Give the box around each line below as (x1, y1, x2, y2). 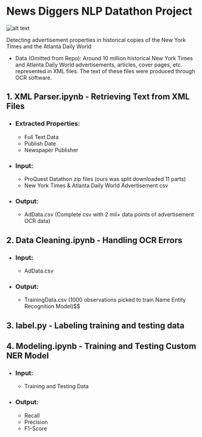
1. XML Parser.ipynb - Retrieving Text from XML (6, 91, 190, 102)
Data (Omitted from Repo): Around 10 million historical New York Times (15, 54, 193, 62)
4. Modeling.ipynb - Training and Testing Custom (6, 341, 197, 351)
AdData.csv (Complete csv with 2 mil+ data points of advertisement (24, 211, 195, 218)
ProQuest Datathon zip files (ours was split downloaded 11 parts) (24, 175, 186, 182)
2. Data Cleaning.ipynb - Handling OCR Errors (6, 235, 183, 245)
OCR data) (24, 218, 50, 225)
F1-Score (24, 425, 47, 432)
